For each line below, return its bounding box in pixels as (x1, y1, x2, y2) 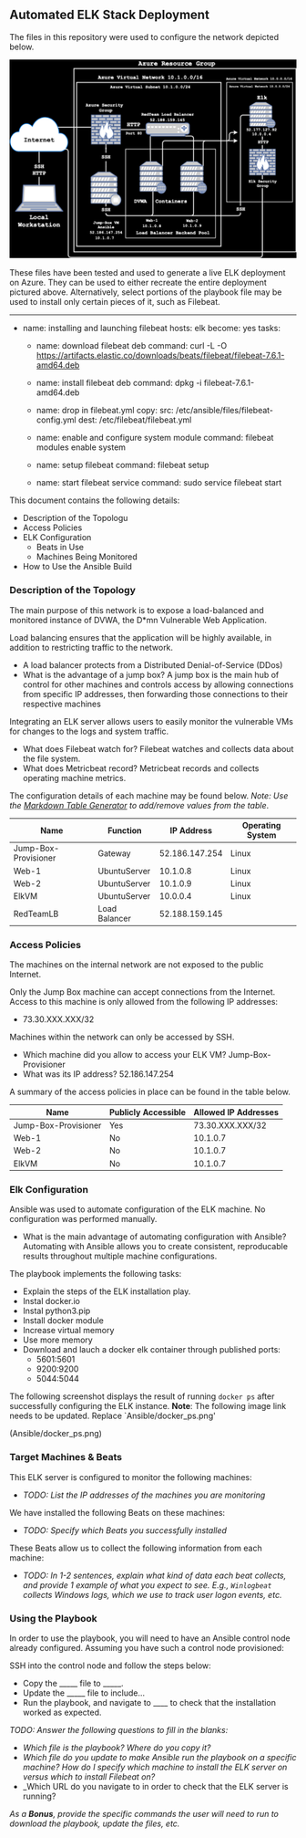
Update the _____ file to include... (22, 1687, 146, 1698)
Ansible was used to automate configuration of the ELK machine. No (9, 1204, 266, 1215)
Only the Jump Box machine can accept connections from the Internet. (9, 987, 276, 997)
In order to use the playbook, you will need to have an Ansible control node (9, 1633, 291, 1644)
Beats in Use (36, 542, 85, 553)
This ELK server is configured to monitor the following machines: (9, 1471, 252, 1482)
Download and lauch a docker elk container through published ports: (22, 1344, 280, 1355)
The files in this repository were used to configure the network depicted (9, 31, 280, 42)
